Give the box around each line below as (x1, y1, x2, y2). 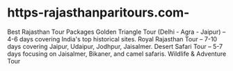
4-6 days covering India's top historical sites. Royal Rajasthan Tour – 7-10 (7, 34, 218, 43)
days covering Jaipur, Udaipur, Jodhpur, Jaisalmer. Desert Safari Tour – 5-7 (7, 42, 223, 50)
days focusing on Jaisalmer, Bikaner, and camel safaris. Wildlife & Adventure (7, 50, 227, 58)
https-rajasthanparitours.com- (7, 5, 190, 21)
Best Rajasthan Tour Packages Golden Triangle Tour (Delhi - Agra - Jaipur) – (7, 28, 226, 36)
